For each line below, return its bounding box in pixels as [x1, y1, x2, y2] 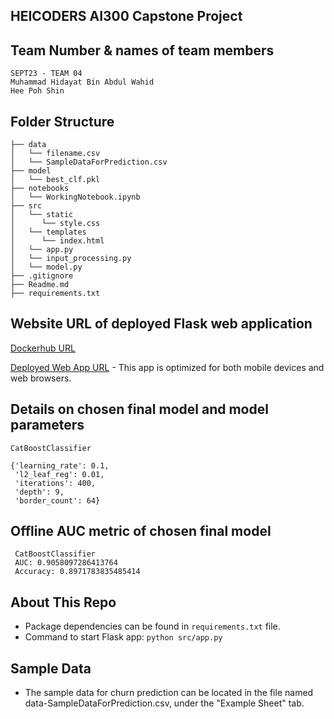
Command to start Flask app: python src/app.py [24, 631, 223, 643]
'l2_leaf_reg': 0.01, [14, 469, 105, 479]
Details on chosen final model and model [10, 401, 269, 418]
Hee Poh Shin [10, 86, 65, 96]
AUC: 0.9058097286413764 [14, 558, 118, 568]
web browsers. [10, 372, 72, 384]
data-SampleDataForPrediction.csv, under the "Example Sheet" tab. [24, 697, 305, 709]
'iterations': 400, [14, 478, 97, 488]
